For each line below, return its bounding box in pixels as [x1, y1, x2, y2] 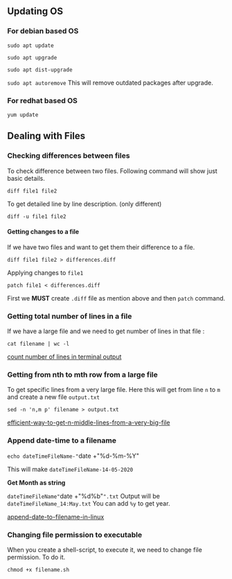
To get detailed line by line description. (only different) [7, 199, 162, 208]
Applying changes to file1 [7, 268, 84, 276]
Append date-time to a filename [7, 436, 116, 445]
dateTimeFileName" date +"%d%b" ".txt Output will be [7, 492, 161, 500]
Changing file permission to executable [7, 530, 143, 540]
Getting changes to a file [7, 228, 80, 236]
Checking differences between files [7, 151, 130, 161]
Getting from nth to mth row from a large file [7, 370, 158, 380]
